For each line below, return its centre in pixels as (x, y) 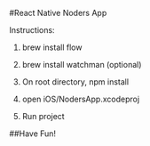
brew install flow (52, 47)
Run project (43, 116)
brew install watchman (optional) (82, 65)
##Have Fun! (32, 134)
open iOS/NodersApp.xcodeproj (81, 99)
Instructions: (32, 30)
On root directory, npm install (75, 82)
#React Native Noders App (58, 13)
